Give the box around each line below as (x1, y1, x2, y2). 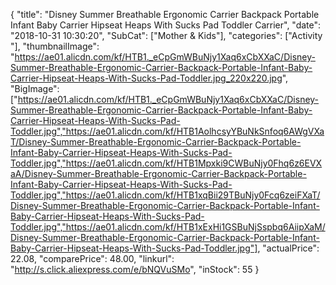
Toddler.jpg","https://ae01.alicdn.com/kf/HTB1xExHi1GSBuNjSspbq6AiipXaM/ (10, 221, 326, 233)
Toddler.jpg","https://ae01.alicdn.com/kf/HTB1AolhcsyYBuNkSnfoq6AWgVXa (10, 125, 325, 137)
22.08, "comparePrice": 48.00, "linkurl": (10, 253, 175, 264)
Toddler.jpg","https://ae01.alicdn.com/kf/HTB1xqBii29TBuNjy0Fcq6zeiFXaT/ (10, 189, 321, 201)
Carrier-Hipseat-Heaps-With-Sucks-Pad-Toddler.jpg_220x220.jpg (10, 72, 283, 84)
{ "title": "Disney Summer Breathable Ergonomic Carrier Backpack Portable (10, 9, 320, 20)
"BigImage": (10, 83, 60, 94)
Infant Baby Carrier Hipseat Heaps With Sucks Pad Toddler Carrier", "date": (10, 19, 322, 31)
